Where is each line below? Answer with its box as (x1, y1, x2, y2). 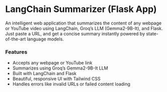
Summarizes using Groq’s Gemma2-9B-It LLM (12, 65, 108, 71)
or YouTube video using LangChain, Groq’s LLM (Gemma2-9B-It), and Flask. (5, 25, 163, 31)
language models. (27, 36, 64, 42)
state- (145, 30, 158, 36)
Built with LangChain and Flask (12, 70, 77, 76)
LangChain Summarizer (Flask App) (5, 3, 157, 15)
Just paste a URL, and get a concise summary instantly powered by (5, 30, 145, 36)
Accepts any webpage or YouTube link (12, 60, 93, 66)
